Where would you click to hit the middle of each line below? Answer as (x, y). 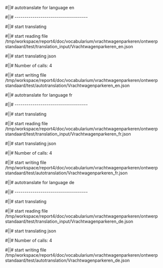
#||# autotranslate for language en (40, 8)
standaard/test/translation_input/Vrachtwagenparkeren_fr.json (68, 134)
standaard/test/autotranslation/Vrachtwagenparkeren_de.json (68, 260)
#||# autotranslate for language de (40, 182)
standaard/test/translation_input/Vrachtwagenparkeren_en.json (69, 46)
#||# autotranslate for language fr (39, 95)
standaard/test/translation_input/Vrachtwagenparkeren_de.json (69, 221)
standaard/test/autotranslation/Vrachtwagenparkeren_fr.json (66, 173)
